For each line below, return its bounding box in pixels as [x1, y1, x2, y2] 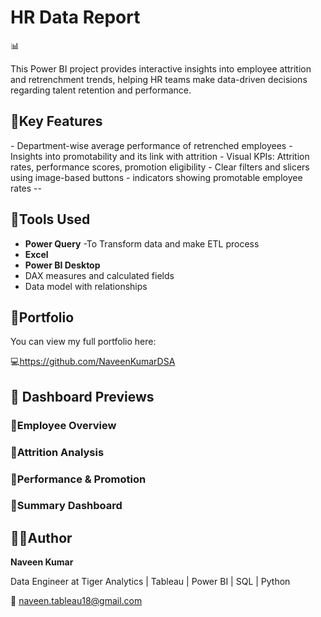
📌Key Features [10, 113, 103, 130]
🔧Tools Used [10, 211, 91, 228]
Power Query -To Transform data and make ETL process [24, 237, 260, 250]
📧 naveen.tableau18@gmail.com [10, 595, 143, 607]
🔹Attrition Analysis [10, 445, 105, 459]
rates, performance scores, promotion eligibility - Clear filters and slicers [10, 161, 310, 173]
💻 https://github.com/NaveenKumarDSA [10, 356, 176, 368]
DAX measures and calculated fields [24, 269, 175, 281]
